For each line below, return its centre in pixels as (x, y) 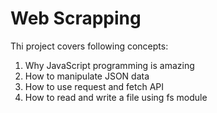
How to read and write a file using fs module (116, 97)
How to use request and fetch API (94, 86)
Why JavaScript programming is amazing (109, 65)
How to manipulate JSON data (87, 76)
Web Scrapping (76, 18)
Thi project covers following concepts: (89, 46)
